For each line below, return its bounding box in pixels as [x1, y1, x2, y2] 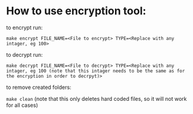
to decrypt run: [6, 51, 43, 58]
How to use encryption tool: [6, 4, 147, 18]
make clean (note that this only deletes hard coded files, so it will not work [6, 95, 187, 102]
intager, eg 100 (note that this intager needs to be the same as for [6, 67, 185, 74]
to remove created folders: [6, 84, 71, 91]
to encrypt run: [6, 24, 43, 31]
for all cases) [6, 101, 38, 109]
